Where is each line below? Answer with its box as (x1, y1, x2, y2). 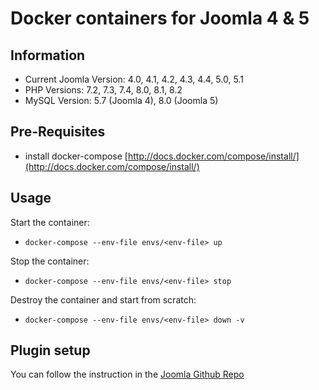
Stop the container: (10, 255, 90, 267)
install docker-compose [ (24, 150, 128, 162)
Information (10, 47, 86, 64)
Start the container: (10, 216, 90, 228)
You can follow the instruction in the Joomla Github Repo (10, 368, 245, 381)
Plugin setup (10, 342, 91, 359)
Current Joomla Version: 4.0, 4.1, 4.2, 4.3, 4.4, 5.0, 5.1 (24, 73, 244, 85)
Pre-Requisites (10, 123, 106, 141)
